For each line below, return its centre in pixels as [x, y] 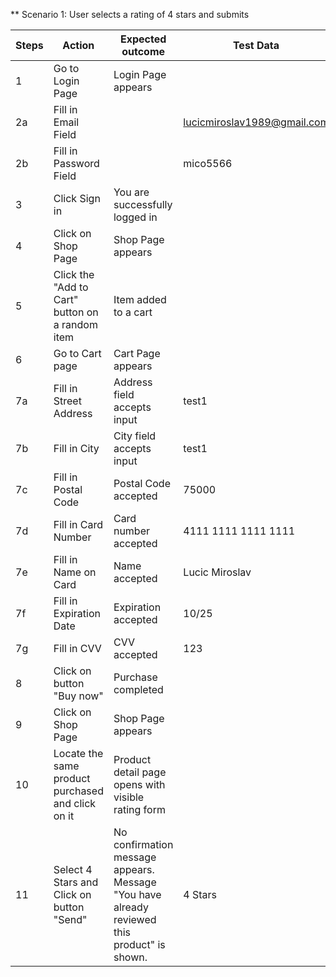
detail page [140, 772]
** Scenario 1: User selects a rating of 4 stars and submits [130, 14]
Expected [143, 39]
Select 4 [73, 869]
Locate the [78, 753]
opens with [139, 784]
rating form [139, 809]
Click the [74, 274]
